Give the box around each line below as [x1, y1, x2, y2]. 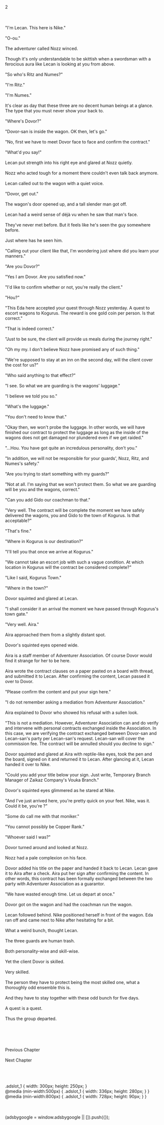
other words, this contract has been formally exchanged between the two [5, 875, 153, 881]
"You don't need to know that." [5, 414, 67, 419]
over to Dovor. [5, 679, 34, 684]
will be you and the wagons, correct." [5, 487, 81, 492]
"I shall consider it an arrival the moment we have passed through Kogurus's [5, 606, 159, 611]
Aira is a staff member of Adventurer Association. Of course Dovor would [5, 653, 152, 658]
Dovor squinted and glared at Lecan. [5, 596, 79, 601]
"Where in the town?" [5, 585, 48, 591]
